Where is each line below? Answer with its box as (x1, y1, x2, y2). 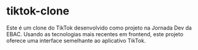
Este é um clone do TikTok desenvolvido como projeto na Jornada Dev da (6, 24, 193, 31)
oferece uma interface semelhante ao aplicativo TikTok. (6, 37, 146, 44)
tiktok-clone (6, 4, 70, 18)
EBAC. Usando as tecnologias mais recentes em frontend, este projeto (6, 30, 183, 37)
